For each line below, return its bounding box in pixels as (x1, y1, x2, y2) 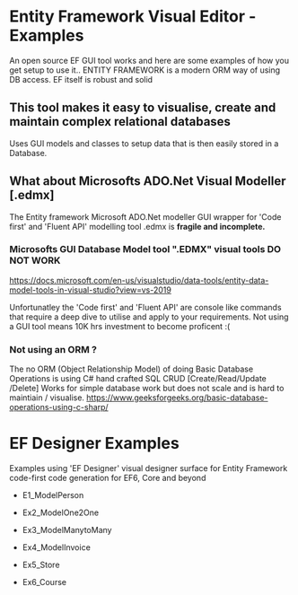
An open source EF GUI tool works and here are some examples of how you (9, 55, 290, 66)
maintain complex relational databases (9, 114, 232, 129)
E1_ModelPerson (22, 490, 84, 501)
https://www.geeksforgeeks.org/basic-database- (86, 392, 268, 403)
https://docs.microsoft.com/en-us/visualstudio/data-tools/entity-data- (9, 275, 269, 285)
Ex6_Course (22, 577, 67, 588)
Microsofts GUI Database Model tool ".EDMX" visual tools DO (9, 243, 281, 256)
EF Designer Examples (9, 433, 180, 454)
